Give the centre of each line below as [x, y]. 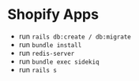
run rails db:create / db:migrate [75, 36]
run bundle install [50, 44]
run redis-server [47, 53]
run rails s [38, 69]
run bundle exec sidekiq [59, 61]
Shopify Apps [53, 15]
